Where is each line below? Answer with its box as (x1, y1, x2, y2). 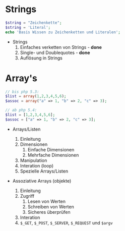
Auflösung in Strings (20, 54, 63, 61)
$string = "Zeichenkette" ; (5, 20, 62, 25)
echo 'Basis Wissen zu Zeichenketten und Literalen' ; (5, 29, 121, 35)
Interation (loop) (20, 162, 54, 168)
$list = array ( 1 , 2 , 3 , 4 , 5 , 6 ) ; (5, 94, 67, 99)
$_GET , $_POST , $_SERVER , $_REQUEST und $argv (20, 219, 113, 225)
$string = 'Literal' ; (5, 25, 51, 30)
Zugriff (20, 193, 34, 199)
